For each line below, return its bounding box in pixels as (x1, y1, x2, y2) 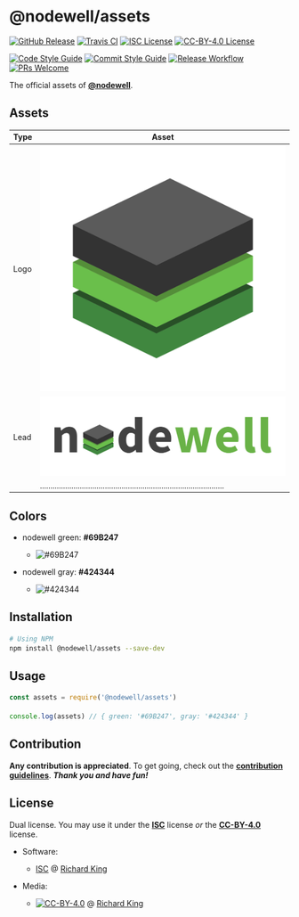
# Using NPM (9, 635, 53, 643)
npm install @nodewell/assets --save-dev (9, 643, 166, 652)
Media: (21, 880, 48, 891)
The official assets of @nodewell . (9, 79, 133, 90)
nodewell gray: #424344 (21, 566, 115, 577)
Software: (21, 846, 59, 856)
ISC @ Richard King (35, 863, 108, 874)
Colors (9, 508, 47, 523)
